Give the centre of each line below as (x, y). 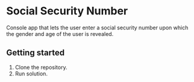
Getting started (36, 53)
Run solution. (31, 74)
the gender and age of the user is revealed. (60, 34)
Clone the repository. (41, 67)
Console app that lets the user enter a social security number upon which (97, 28)
